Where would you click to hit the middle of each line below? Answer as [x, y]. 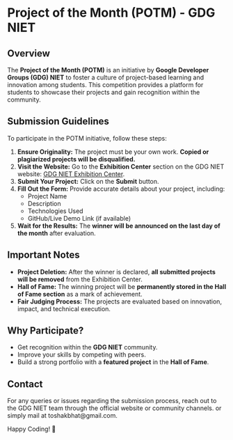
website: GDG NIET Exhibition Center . [71, 174]
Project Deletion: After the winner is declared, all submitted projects [116, 272]
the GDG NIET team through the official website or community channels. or [114, 408]
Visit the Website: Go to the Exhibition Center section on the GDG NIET [121, 166]
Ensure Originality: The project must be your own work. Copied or [113, 152]
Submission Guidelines [58, 121]
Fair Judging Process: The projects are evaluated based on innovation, [120, 301]
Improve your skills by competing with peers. [81, 355]
